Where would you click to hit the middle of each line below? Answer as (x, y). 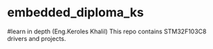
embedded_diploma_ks (75, 13)
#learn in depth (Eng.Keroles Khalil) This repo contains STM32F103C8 (107, 31)
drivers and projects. (37, 38)
